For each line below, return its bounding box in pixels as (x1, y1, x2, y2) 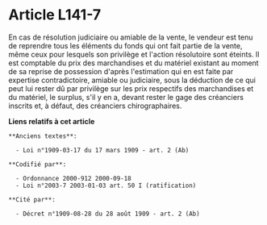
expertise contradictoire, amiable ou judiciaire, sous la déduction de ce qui (8, 75, 257, 85)
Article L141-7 (8, 6, 102, 24)
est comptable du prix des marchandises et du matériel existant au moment (8, 58, 260, 68)
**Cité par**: (8, 195, 56, 203)
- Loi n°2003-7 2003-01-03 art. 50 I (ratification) (15, 181, 197, 190)
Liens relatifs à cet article (8, 116, 95, 126)
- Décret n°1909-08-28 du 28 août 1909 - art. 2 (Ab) (15, 210, 200, 218)
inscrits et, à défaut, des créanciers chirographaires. (8, 101, 182, 110)
